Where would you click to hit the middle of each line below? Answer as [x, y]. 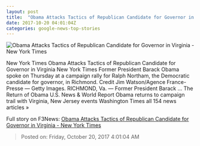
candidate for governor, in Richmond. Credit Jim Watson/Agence [86, 82]
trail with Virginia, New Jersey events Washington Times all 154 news [91, 101]
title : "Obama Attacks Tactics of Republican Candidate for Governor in [100, 17]
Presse [15, 88]
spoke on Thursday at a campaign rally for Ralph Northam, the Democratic [98, 76]
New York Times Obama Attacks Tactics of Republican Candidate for [91, 63]
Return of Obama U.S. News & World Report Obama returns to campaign [96, 95]
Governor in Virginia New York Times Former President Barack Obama [93, 70]
